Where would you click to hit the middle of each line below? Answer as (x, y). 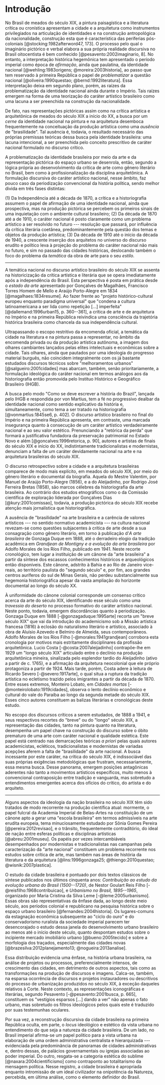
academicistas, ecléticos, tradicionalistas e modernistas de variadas (74, 746)
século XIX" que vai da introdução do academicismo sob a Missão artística (81, 621)
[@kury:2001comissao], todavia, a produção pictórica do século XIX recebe (82, 503)
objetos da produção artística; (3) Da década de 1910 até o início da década (82, 235)
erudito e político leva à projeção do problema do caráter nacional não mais (82, 245)
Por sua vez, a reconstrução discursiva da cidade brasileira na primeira (77, 1019)
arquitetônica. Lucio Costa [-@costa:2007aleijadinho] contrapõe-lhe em (78, 647)
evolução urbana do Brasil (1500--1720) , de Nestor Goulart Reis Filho (75, 885)
